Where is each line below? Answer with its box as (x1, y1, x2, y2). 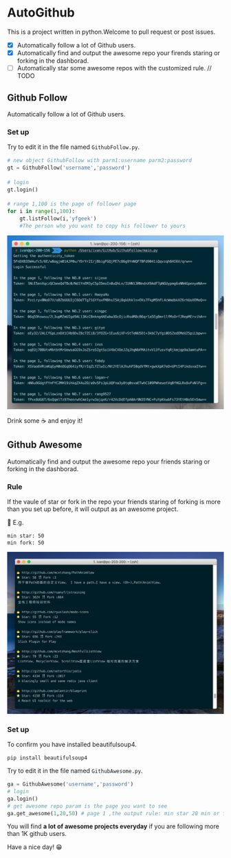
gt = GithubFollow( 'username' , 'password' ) (7, 164, 131, 172)
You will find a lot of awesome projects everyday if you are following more (7, 822, 220, 830)
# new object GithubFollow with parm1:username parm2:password (7, 157, 192, 164)
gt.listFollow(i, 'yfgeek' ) (19, 215, 97, 222)
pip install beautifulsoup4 (7, 755, 88, 761)
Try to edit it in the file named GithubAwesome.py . (7, 767, 143, 775)
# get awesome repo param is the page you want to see (7, 802, 168, 810)
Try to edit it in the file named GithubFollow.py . (7, 143, 140, 151)
